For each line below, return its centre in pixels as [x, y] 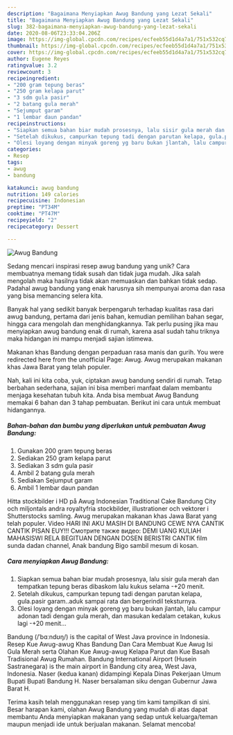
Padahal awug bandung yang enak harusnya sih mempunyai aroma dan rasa [116, 288]
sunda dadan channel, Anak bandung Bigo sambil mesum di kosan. [103, 545]
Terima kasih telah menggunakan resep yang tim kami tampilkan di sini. [109, 702]
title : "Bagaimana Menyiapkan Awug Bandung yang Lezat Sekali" [101, 20]
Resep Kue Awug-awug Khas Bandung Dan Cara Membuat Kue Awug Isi [110, 644]
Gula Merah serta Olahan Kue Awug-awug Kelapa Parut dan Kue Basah [109, 652]
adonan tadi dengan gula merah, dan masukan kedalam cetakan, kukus [119, 615]
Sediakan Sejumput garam [55, 480]
